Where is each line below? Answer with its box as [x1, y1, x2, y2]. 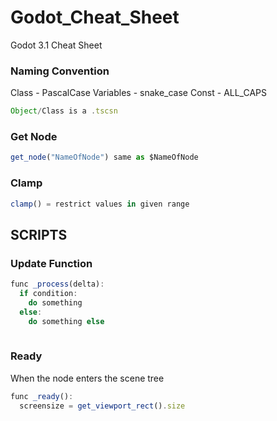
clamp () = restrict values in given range [10, 199, 190, 209]
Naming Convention [10, 64, 110, 78]
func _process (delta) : [10, 279, 105, 290]
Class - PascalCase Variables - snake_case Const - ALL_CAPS [10, 87, 267, 99]
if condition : [19, 289, 78, 299]
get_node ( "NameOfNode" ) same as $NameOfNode [10, 152, 199, 163]
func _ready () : [10, 391, 74, 401]
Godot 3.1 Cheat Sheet [10, 39, 103, 51]
